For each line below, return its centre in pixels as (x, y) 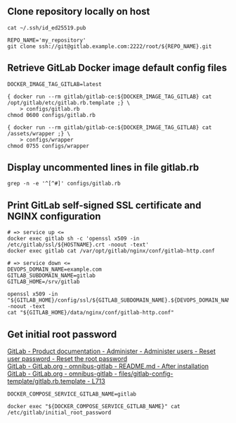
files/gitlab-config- (146, 374)
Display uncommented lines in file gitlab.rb (103, 167)
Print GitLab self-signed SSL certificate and (104, 205)
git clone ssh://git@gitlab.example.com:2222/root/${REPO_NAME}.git (110, 46)
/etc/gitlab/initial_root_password (59, 413)
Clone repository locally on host (79, 12)
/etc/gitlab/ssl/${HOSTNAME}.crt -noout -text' (78, 245)
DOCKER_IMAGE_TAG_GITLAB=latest (54, 84)
